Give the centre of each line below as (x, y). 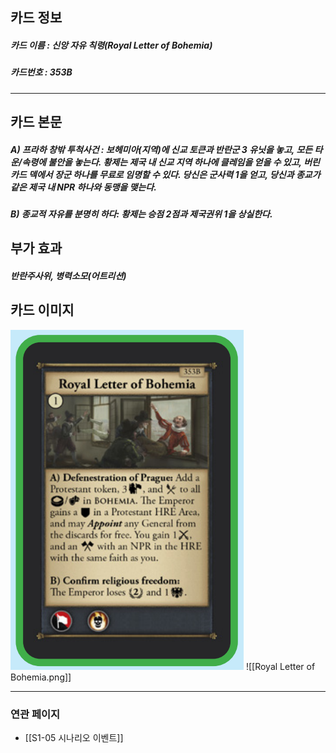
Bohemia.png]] (41, 677)
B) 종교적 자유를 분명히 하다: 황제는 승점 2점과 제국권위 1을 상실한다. (141, 214)
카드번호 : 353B (41, 72)
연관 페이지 (35, 714)
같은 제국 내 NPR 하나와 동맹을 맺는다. (83, 187)
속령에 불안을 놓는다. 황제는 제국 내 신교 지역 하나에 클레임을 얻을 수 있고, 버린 (170, 162)
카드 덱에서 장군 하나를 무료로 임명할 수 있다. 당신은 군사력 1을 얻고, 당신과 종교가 (165, 174)
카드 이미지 (42, 310)
